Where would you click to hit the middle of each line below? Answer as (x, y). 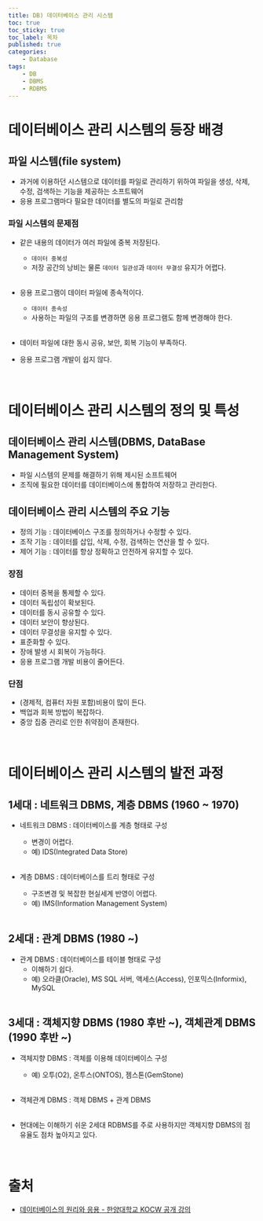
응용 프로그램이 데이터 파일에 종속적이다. (81, 292)
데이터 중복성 (49, 259)
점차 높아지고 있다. (69, 1135)
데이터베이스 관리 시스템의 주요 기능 (89, 512)
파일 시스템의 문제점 (44, 223)
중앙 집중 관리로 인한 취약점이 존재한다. (79, 722)
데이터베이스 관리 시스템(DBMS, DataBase (107, 442)
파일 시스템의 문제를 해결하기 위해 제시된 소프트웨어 (98, 474)
